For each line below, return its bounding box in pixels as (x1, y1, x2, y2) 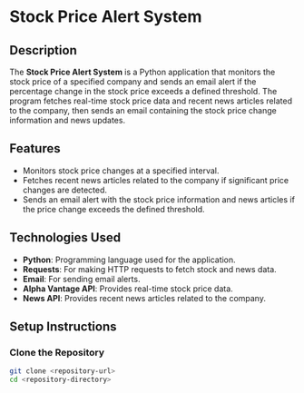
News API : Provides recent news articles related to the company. (22, 292, 266, 303)
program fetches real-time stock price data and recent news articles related (9, 95, 293, 106)
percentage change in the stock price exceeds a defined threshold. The (9, 86, 278, 96)
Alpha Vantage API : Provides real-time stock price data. (22, 283, 233, 294)
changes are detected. (22, 184, 107, 195)
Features (9, 141, 61, 156)
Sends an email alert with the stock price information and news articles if (22, 193, 295, 205)
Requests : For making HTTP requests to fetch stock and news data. (22, 263, 277, 274)
